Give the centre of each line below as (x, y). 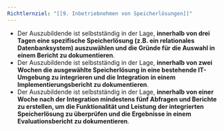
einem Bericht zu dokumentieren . (66, 55)
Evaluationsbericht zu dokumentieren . (73, 121)
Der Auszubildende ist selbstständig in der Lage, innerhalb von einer (115, 92)
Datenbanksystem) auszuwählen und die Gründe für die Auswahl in (116, 48)
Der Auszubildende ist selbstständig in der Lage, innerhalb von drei (113, 33)
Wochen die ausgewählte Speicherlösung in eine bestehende (107, 70)
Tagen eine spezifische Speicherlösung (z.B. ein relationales (106, 40)
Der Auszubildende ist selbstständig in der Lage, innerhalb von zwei (114, 62)
